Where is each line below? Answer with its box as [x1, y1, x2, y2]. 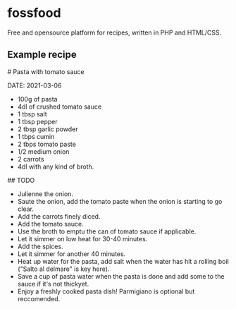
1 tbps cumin [17, 132, 55, 140]
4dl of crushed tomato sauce [17, 102, 102, 111]
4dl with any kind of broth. [17, 162, 94, 171]
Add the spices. [17, 242, 63, 250]
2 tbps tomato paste [17, 140, 76, 148]
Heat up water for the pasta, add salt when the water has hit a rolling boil [17, 257, 229, 265]
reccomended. [17, 294, 61, 303]
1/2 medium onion [17, 147, 70, 156]
